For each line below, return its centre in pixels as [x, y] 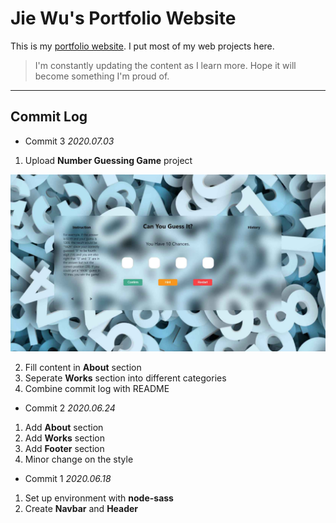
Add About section [64, 428]
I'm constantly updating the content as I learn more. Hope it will [165, 65]
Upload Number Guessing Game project [108, 160]
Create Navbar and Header [81, 509]
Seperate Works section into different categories [125, 378]
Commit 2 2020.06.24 [70, 408]
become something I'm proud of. [102, 76]
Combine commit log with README [97, 389]
